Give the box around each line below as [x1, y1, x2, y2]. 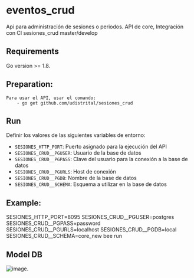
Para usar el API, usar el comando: [6, 95, 96, 101]
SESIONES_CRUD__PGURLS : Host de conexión [14, 168, 116, 175]
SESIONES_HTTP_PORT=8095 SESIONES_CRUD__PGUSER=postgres [6, 214, 175, 221]
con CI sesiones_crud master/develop [6, 29, 98, 36]
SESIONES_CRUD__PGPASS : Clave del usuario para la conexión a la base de [14, 156, 188, 163]
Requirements [6, 47, 59, 57]
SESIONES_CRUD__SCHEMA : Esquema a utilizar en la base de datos [14, 181, 167, 188]
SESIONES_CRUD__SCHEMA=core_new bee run [6, 233, 123, 240]
